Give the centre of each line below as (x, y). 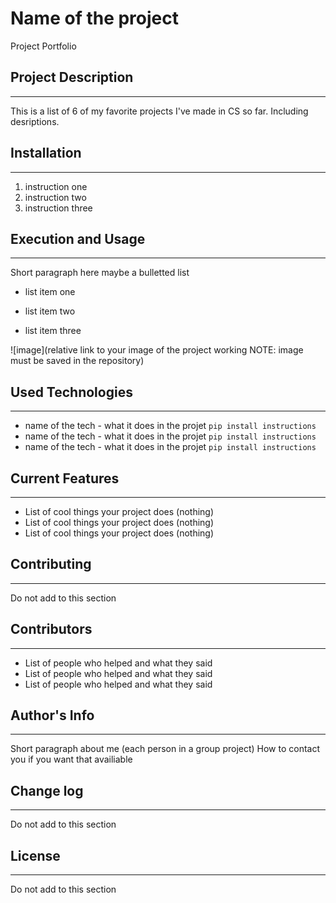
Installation (46, 153)
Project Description (72, 77)
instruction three (58, 208)
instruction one (56, 186)
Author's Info (52, 715)
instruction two (55, 197)
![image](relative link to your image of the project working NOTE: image (157, 350)
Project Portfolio (43, 46)
